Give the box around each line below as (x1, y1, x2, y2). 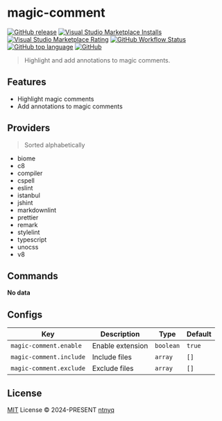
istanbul (17, 191, 40, 199)
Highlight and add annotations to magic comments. (24, 56, 171, 64)
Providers (7, 122, 51, 134)
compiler (17, 169, 43, 177)
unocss (17, 242, 39, 251)
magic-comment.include (10, 353, 85, 361)
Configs (7, 308, 43, 320)
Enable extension (92, 341, 148, 351)
